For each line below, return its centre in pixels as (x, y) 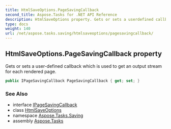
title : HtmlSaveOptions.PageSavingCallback (52, 10)
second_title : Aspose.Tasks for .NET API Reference (61, 15)
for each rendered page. (31, 71)
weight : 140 (18, 29)
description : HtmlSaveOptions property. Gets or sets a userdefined (79, 19)
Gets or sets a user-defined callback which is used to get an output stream (83, 66)
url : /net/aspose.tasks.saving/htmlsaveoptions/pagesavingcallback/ (79, 33)
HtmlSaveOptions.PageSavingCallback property (83, 54)
